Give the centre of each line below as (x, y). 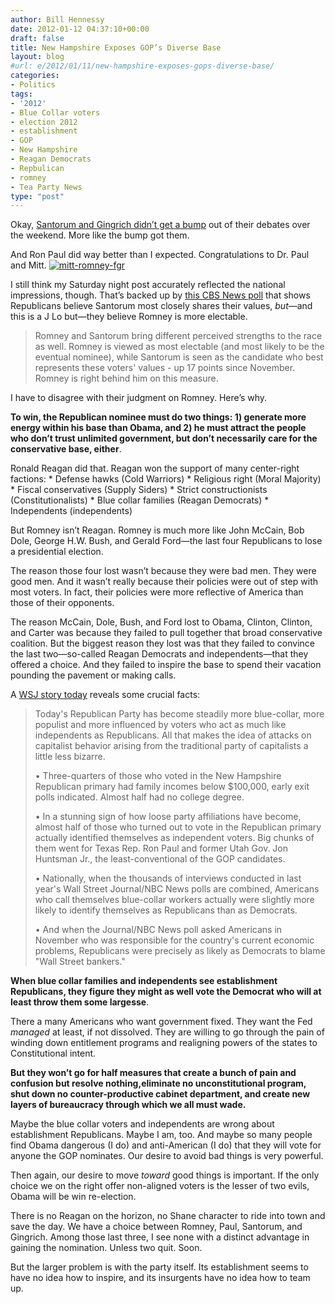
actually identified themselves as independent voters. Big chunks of (174, 838)
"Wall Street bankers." (80, 962)
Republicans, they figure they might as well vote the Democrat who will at (166, 992)
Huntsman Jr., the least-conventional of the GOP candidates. (160, 859)
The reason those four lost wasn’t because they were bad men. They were (163, 571)
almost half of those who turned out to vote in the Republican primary (178, 827)
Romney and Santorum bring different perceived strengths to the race (178, 336)
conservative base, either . (66, 449)
